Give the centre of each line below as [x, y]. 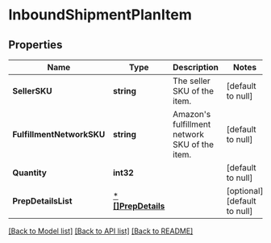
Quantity [29, 173]
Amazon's [192, 114]
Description [196, 67]
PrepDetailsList [42, 201]
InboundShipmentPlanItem [100, 15]
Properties [35, 45]
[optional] [245, 191]
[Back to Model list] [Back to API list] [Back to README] [101, 231]
